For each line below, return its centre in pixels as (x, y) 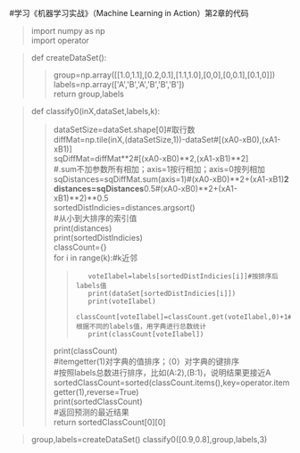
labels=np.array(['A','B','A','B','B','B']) (119, 84)
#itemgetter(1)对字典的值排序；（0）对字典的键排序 (146, 361)
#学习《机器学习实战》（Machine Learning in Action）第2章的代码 (129, 13)
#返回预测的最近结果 (91, 412)
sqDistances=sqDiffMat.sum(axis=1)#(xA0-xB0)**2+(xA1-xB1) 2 (171, 179)
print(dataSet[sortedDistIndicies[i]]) (162, 293)
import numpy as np (68, 31)
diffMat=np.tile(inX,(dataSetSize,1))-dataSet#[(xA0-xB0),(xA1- (167, 140)
